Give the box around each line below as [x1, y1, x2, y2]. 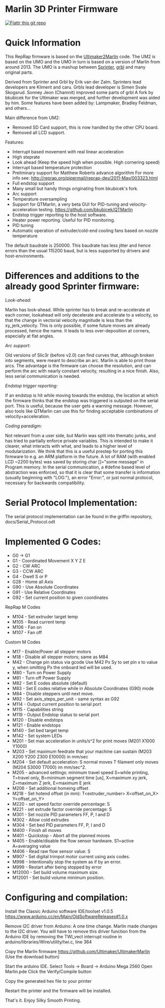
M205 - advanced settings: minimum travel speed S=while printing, [12, 769, 149, 775]
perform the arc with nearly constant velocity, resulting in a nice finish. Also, [5, 367, 160, 374]
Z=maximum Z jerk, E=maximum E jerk [12, 780, 91, 786]
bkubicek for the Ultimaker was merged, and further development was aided [5, 94, 160, 100]
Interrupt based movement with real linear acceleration [12, 148, 124, 154]
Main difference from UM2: [5, 115, 60, 121]
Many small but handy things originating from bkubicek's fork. [12, 185, 139, 191]
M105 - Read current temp [12, 619, 66, 625]
